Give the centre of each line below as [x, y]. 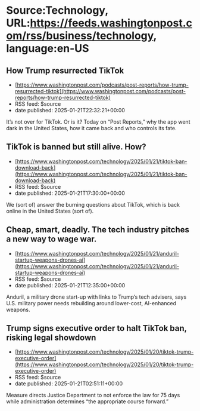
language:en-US [48, 49]
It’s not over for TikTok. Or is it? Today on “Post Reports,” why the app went [98, 122]
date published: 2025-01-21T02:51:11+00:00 [69, 384]
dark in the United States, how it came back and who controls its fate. [91, 128]
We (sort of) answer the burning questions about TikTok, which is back [93, 204]
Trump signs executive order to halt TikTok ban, [96, 328]
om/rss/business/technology [80, 36]
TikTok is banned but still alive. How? [76, 147]
